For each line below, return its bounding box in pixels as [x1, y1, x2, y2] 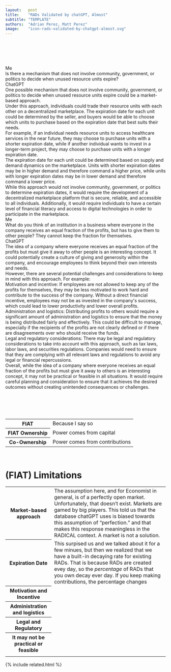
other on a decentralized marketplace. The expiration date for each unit [5, 108, 155, 114]
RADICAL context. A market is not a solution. [54, 532, 160, 539]
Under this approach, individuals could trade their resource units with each [5, 103, 162, 109]
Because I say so [52, 420, 93, 427]
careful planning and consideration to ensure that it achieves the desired [5, 378, 157, 385]
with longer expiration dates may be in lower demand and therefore [5, 173, 147, 180]
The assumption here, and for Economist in [54, 487, 157, 494]
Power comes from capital [52, 429, 116, 436]
